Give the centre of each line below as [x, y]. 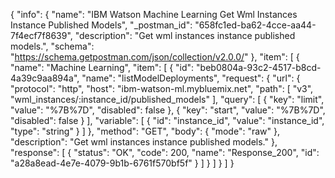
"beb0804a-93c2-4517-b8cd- [259, 67]
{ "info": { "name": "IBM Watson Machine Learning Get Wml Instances [154, 14]
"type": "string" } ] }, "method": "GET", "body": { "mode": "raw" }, [145, 131]
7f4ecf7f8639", [41, 35]
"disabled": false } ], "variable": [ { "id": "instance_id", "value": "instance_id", [167, 120]
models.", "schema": [52, 46]
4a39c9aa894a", [45, 78]
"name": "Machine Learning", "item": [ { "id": [102, 67]
